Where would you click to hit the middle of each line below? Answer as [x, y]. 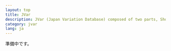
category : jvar [21, 24]
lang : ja [15, 29]
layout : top [18, 10]
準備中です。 [19, 44]
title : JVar [18, 15]
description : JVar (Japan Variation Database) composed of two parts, [82, 19]
